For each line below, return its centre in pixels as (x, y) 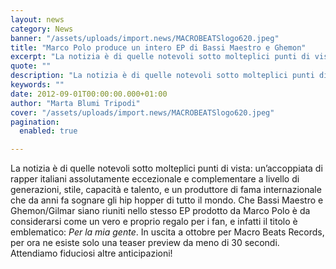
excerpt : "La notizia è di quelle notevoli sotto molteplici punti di (160, 57)
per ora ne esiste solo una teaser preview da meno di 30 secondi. (145, 243)
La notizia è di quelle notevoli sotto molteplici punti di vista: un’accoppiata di (166, 168)
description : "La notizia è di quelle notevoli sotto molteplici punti (162, 76)
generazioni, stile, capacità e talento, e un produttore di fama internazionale (166, 190)
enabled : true (48, 131)
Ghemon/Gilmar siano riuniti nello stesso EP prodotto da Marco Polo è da (160, 211)
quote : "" (31, 66)
